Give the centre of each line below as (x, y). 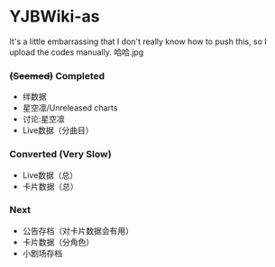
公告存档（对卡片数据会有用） (78, 230)
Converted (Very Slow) (60, 155)
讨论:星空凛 (43, 120)
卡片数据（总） (50, 186)
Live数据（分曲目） (58, 130)
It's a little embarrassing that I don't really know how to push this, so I (138, 41)
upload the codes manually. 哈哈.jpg (77, 52)
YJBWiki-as (55, 17)
